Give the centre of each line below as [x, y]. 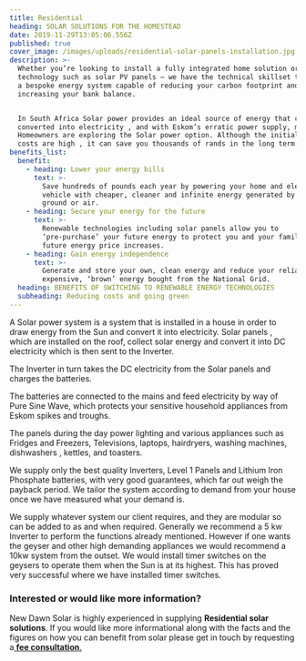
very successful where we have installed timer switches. [115, 575]
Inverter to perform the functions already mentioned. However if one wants [150, 536]
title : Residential [46, 18]
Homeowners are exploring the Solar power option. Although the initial [158, 136]
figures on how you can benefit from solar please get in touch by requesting [152, 637]
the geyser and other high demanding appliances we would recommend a [148, 545]
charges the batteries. [51, 378]
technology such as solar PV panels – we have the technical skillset [154, 77]
